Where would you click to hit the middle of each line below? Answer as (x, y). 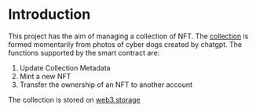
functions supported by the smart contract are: (84, 52)
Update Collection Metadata (65, 67)
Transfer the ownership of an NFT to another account (106, 85)
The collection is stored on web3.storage (75, 99)
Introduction (49, 14)
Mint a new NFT (45, 76)
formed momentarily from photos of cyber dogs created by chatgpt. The (125, 44)
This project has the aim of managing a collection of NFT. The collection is (128, 36)
